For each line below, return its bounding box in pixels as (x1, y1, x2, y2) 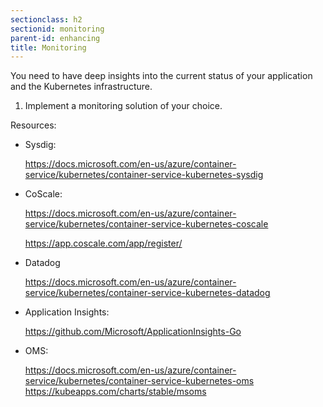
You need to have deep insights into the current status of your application (10, 70, 313, 82)
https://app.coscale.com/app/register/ (24, 237, 183, 250)
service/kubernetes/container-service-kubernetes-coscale (24, 218, 269, 230)
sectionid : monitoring (10, 24, 105, 34)
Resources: (10, 119, 57, 131)
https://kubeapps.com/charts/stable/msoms (24, 386, 207, 398)
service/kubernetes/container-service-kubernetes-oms (24, 375, 255, 387)
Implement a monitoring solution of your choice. (24, 100, 223, 112)
